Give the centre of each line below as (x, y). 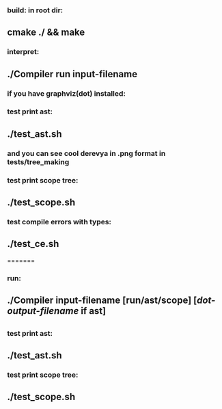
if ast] (94, 311)
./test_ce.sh (33, 244)
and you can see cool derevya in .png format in (86, 153)
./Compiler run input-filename (72, 74)
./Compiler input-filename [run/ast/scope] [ (102, 301)
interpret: (23, 52)
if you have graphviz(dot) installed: (67, 93)
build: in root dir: (35, 10)
